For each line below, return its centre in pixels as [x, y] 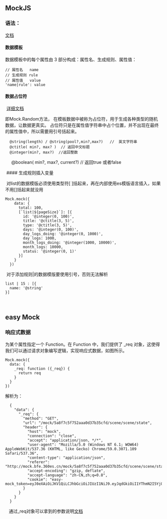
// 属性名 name [22, 70]
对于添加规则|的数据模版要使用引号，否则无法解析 [57, 274]
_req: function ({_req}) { [42, 369]
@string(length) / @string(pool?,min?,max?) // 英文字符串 [74, 142]
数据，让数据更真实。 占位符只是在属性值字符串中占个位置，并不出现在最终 [82, 125]
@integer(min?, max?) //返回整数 [44, 152]
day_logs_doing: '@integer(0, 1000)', [63, 234]
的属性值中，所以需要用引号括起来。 [42, 131]
